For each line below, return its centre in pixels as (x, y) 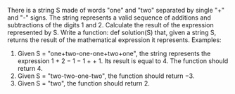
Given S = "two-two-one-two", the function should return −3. (106, 76)
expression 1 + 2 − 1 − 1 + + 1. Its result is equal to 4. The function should (123, 61)
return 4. (30, 68)
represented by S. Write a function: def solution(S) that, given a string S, (112, 32)
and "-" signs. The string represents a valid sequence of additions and (109, 18)
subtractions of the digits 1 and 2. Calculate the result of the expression (110, 25)
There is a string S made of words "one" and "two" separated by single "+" (116, 10)
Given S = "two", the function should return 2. (83, 83)
